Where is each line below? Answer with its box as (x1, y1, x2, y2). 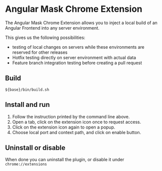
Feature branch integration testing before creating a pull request (12, 60, 142, 66)
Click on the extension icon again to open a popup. (12, 124, 115, 130)
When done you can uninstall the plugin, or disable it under (5, 157, 124, 163)
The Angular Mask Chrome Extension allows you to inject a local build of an (5, 20, 158, 26)
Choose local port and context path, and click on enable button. (12, 129, 141, 135)
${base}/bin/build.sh (5, 87, 50, 92)
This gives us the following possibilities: (5, 34, 85, 40)
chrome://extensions (5, 162, 48, 167)
